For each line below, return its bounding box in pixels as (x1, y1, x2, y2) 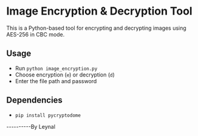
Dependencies (6, 95, 63, 106)
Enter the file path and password (15, 77, 97, 84)
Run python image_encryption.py (15, 64, 98, 72)
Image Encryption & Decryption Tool (6, 4, 193, 18)
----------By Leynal (6, 123, 56, 130)
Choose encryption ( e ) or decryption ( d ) (15, 71, 115, 78)
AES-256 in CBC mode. (6, 30, 65, 38)
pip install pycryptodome (15, 112, 81, 118)
